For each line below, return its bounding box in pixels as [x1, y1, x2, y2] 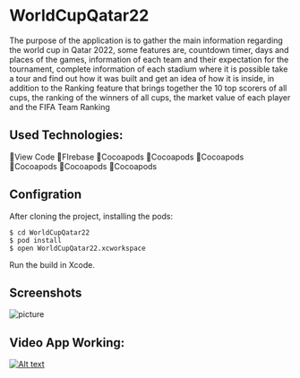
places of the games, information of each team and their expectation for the [9, 54, 289, 64]
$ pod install [9, 236, 63, 245]
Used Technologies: [9, 127, 124, 143]
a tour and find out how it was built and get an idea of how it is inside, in [9, 73, 275, 83]
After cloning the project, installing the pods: [9, 210, 173, 221]
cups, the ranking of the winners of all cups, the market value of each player [9, 91, 291, 103]
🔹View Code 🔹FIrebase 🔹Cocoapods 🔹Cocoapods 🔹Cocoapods [9, 151, 244, 162]
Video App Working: [9, 335, 125, 350]
